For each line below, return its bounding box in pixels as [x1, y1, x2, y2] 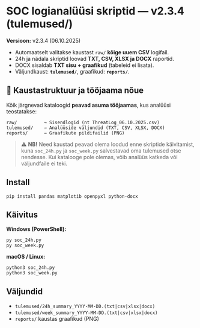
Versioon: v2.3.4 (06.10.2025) [6, 37, 81, 44]
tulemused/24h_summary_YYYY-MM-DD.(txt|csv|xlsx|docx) [14, 303, 156, 310]
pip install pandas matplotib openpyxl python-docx [6, 193, 138, 200]
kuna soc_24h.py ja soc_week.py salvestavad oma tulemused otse [20, 147, 181, 154]
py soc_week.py [6, 242, 44, 248]
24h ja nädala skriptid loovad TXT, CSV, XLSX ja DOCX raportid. [14, 55, 174, 62]
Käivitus [6, 209, 38, 219]
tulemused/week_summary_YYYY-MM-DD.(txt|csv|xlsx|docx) [14, 310, 158, 316]
